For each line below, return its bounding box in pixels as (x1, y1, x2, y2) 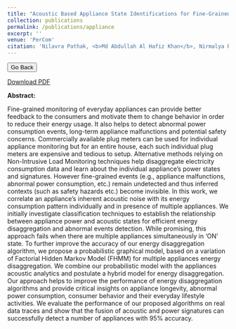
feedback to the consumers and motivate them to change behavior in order (7, 112, 225, 120)
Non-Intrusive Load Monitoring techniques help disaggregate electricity (7, 157, 215, 165)
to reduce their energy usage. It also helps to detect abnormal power (7, 120, 206, 128)
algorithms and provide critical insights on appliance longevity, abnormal (7, 284, 218, 292)
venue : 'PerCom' (7, 37, 55, 44)
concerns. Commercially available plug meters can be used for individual (7, 135, 218, 143)
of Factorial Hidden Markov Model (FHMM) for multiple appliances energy (7, 254, 221, 262)
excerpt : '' (7, 30, 42, 37)
